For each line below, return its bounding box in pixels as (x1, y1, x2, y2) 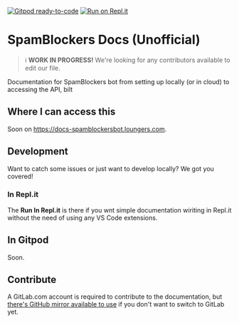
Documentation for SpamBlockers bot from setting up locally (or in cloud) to (7, 77, 230, 86)
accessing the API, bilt (7, 85, 73, 93)
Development (7, 145, 69, 158)
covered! (7, 172, 33, 180)
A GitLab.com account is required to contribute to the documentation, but (7, 292, 223, 301)
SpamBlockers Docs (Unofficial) (7, 32, 201, 48)
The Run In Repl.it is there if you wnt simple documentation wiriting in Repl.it (7, 205, 232, 214)
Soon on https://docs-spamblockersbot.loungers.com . (7, 125, 167, 133)
